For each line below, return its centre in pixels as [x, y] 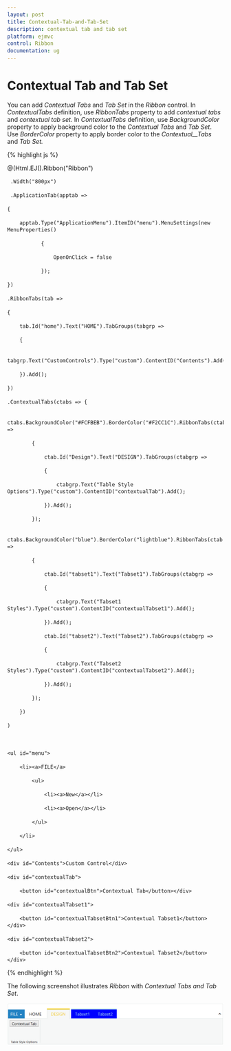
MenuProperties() [32, 230]
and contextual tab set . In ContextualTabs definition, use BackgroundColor [113, 119]
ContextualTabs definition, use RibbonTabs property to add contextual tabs [114, 112]
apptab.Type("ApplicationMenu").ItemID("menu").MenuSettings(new [115, 223]
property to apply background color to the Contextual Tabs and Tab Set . [109, 127]
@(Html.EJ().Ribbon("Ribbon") [50, 168]
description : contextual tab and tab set [67, 29]
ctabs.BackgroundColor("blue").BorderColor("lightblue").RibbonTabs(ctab [115, 540]
